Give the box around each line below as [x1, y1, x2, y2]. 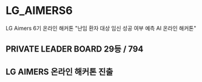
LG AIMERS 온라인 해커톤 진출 [5, 66, 113, 77]
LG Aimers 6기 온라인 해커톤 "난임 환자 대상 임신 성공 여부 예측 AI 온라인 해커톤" [5, 24, 197, 32]
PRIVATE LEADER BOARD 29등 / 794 [5, 44, 144, 55]
